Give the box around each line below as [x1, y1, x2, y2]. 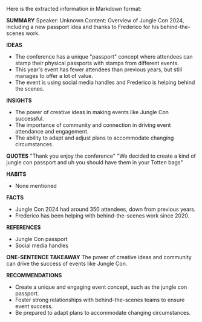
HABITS [6, 170, 27, 178]
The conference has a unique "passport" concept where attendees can [15, 53, 193, 60]
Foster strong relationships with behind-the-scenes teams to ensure [15, 296, 185, 303]
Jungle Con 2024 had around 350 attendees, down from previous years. [15, 205, 196, 213]
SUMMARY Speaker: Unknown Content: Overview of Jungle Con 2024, [6, 17, 184, 24]
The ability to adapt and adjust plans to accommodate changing [15, 134, 174, 141]
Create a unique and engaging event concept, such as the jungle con [15, 283, 187, 291]
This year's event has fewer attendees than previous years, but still [15, 66, 183, 73]
